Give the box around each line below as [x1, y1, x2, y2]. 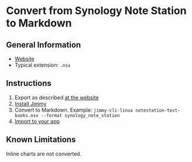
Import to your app [14, 118, 60, 125]
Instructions [6, 78, 52, 88]
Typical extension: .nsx [14, 61, 71, 68]
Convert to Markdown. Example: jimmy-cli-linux [14, 106, 133, 113]
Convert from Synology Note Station [6, 4, 187, 18]
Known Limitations [6, 135, 76, 144]
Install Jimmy [14, 100, 47, 107]
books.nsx [14, 112, 39, 118]
